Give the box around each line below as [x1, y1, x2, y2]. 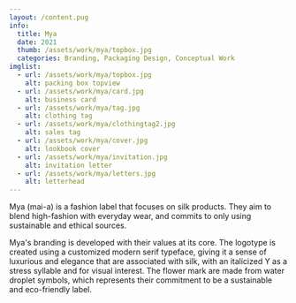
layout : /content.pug [9, 12, 89, 22]
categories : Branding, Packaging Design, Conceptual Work [17, 54, 236, 63]
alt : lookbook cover [25, 144, 101, 153]
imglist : [9, 63, 42, 72]
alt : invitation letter [25, 161, 113, 170]
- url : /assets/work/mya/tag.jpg [17, 103, 140, 112]
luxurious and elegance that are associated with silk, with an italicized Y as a [9, 256, 288, 267]
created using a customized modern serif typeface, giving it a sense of [9, 246, 267, 257]
